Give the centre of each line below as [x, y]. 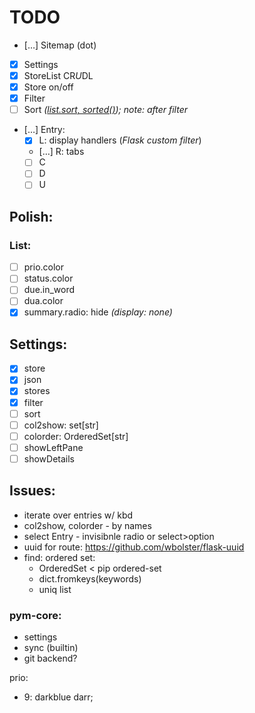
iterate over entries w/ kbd [78, 515]
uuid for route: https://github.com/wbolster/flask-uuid [134, 547]
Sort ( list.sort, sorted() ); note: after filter [105, 110]
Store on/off [48, 87]
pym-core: [35, 615]
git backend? [50, 658]
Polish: [31, 216]
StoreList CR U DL [58, 75]
